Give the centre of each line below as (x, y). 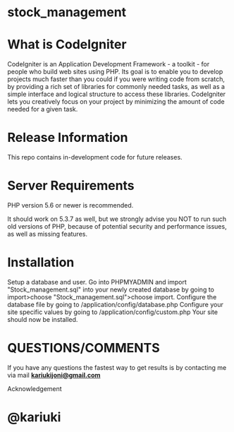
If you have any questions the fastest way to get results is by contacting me (117, 367)
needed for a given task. (43, 109)
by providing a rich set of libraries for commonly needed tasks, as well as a (116, 87)
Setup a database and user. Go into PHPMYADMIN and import (97, 282)
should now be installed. (43, 319)
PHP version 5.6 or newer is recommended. (70, 205)
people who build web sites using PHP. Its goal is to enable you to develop (115, 72)
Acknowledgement (35, 388)
